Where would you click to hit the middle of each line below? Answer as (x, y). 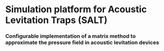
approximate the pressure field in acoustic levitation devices (82, 43)
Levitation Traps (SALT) (56, 20)
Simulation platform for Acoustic (76, 9)
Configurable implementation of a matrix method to (70, 36)
